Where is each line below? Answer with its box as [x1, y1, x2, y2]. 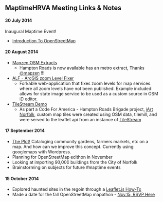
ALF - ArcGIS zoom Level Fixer [12, 75, 74, 81]
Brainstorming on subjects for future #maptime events [12, 165, 121, 170]
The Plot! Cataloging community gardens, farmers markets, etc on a [12, 139, 148, 144]
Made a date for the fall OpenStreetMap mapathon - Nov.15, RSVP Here [12, 192, 155, 198]
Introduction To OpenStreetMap [12, 37, 76, 43]
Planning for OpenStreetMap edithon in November [12, 154, 113, 160]
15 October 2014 [5, 175, 39, 182]
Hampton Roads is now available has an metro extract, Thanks [19, 65, 145, 71]
